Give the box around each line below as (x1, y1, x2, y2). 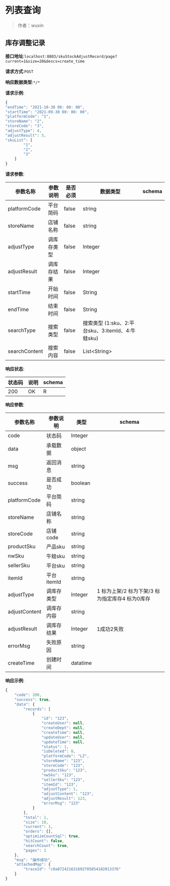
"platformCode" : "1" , (5, 114, 51, 119)
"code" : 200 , (14, 692, 42, 697)
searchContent (8, 348, 44, 355)
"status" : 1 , (41, 744, 69, 749)
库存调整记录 (5, 39, 46, 47)
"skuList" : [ (5, 137, 33, 142)
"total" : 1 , (23, 815, 49, 820)
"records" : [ (23, 707, 51, 712)
